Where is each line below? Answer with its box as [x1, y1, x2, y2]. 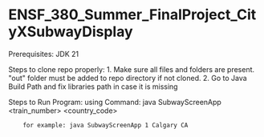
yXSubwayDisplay [8, 22, 134, 41]
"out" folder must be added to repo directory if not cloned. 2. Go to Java [8, 73, 247, 83]
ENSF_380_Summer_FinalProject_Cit [8, 6, 257, 24]
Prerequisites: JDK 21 [8, 49, 79, 58]
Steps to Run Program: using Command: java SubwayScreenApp [8, 97, 222, 107]
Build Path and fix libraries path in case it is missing [8, 82, 178, 91]
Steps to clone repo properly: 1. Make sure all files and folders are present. [8, 64, 255, 74]
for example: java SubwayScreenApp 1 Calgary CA [22, 121, 189, 129]
